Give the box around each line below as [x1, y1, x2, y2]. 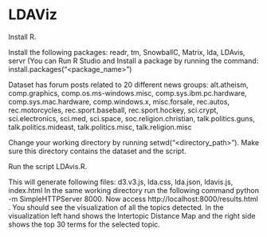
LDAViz [8, 6, 58, 24]
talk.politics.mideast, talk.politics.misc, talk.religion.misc [8, 122, 193, 132]
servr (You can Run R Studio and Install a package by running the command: [8, 56, 259, 65]
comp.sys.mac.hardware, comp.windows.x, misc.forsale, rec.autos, [8, 97, 230, 106]
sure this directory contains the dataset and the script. [8, 146, 187, 156]
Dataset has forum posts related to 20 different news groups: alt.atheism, [8, 80, 249, 89]
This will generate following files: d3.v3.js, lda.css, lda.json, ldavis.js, [8, 177, 234, 187]
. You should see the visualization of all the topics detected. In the [8, 202, 225, 212]
